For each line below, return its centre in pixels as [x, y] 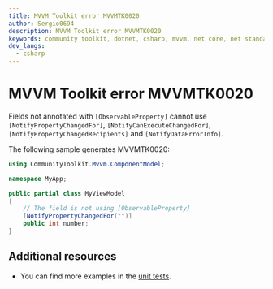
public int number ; [56, 224]
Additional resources [63, 257]
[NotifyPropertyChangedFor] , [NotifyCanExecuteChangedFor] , [110, 125]
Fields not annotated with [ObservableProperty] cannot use [108, 116]
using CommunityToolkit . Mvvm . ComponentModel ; [87, 164]
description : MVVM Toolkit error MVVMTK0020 [85, 31]
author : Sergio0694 [41, 24]
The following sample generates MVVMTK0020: [89, 149]
